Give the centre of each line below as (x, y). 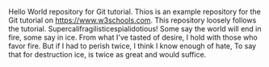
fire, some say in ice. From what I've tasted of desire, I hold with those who (133, 37)
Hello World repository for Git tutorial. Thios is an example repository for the (134, 12)
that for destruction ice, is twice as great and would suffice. (107, 54)
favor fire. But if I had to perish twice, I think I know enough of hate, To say (132, 46)
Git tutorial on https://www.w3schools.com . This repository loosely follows (132, 20)
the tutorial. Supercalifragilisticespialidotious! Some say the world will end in (135, 29)
